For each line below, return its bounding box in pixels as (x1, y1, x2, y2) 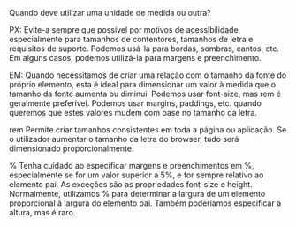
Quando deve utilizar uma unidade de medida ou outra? (9, 8, 211, 18)
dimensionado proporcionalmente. (9, 143, 134, 154)
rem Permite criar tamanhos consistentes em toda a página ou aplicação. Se (9, 124, 287, 135)
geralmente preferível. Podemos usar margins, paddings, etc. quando (9, 98, 262, 109)
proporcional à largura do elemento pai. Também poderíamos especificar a (9, 198, 282, 208)
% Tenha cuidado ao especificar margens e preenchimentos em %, (9, 161, 254, 170)
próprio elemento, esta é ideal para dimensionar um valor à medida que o (9, 79, 277, 89)
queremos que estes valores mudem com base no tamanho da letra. (9, 108, 258, 117)
